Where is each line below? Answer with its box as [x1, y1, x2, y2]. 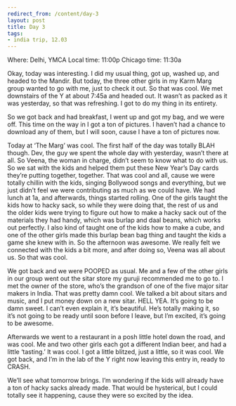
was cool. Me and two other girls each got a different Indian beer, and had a [7, 340, 227, 348]
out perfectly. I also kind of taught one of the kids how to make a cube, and [7, 223, 225, 232]
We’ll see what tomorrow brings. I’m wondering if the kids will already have [7, 376, 224, 385]
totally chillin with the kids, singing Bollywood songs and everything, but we [7, 178, 226, 187]
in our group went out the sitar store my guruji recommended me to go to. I [7, 275, 223, 283]
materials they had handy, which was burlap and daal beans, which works [7, 216, 221, 225]
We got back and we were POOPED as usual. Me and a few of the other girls [7, 267, 228, 275]
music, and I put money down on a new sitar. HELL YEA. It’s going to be [7, 296, 214, 306]
